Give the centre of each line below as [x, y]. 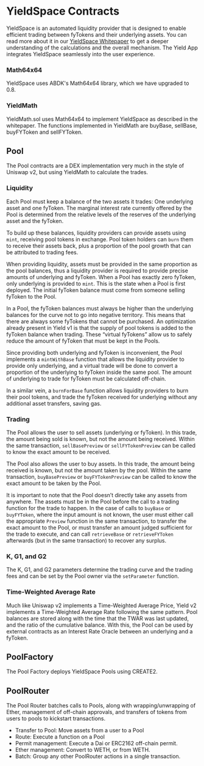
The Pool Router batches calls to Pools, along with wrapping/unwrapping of [101, 706]
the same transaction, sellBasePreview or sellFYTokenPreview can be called [101, 445]
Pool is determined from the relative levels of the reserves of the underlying [101, 214]
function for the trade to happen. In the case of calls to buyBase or [89, 508]
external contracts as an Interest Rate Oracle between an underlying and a [100, 631]
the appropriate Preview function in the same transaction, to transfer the [97, 521]
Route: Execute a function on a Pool [60, 737]
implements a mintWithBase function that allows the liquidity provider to [95, 359]
